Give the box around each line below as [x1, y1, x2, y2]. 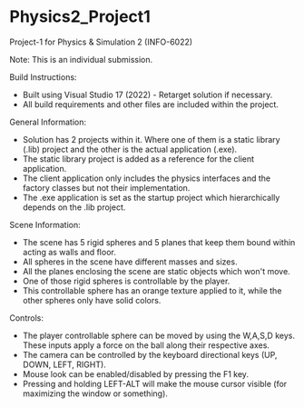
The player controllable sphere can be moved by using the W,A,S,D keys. [22, 330, 295, 341]
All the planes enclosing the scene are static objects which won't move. [22, 265, 290, 276]
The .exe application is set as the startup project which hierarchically [22, 192, 280, 203]
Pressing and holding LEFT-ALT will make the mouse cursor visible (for [22, 378, 288, 389]
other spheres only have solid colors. [22, 294, 162, 305]
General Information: [9, 116, 86, 127]
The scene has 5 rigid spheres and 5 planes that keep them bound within [22, 236, 296, 247]
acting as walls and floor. [22, 246, 116, 257]
